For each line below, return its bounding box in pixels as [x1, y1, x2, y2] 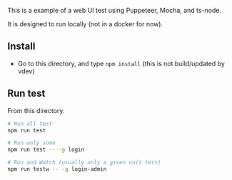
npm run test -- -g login [7, 146, 84, 154]
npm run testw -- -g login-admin [7, 166, 107, 173]
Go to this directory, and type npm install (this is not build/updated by [17, 59, 225, 68]
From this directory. [7, 106, 65, 115]
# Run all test [7, 120, 53, 127]
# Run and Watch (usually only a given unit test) [7, 159, 161, 166]
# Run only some [7, 139, 56, 147]
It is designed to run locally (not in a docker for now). [7, 20, 163, 28]
